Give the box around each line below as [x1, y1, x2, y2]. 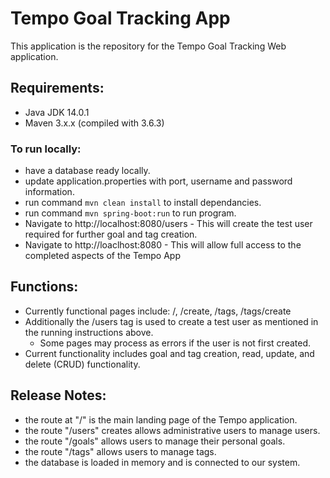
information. [24, 186, 75, 198]
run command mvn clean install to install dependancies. [24, 197, 262, 209]
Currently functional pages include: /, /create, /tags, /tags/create [24, 305, 292, 317]
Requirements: [10, 80, 105, 97]
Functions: [10, 278, 79, 296]
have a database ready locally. [24, 165, 151, 177]
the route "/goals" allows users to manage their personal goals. [24, 435, 286, 447]
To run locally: [10, 142, 82, 156]
